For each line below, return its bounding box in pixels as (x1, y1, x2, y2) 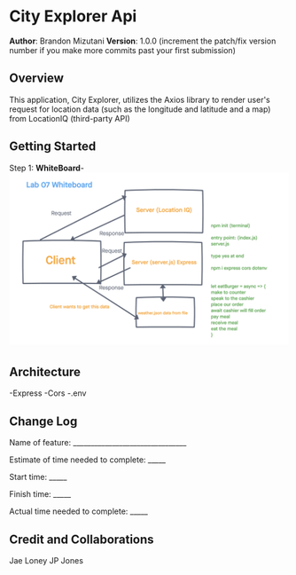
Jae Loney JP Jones (9, 555, 84, 565)
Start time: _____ (9, 472, 67, 483)
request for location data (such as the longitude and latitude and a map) (9, 104, 271, 114)
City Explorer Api (9, 6, 137, 27)
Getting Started (9, 139, 97, 154)
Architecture (9, 364, 82, 379)
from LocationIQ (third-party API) (9, 113, 130, 123)
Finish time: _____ (9, 489, 72, 500)
